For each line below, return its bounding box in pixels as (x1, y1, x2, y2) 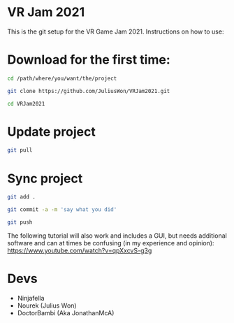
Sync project (7, 171, 83, 186)
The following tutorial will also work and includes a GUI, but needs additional (7, 231, 227, 240)
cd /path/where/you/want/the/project (7, 75, 117, 82)
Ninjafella (17, 294, 45, 302)
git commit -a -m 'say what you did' (7, 206, 117, 213)
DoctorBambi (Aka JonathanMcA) (17, 308, 115, 317)
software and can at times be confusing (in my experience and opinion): (7, 238, 214, 247)
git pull (7, 147, 33, 154)
